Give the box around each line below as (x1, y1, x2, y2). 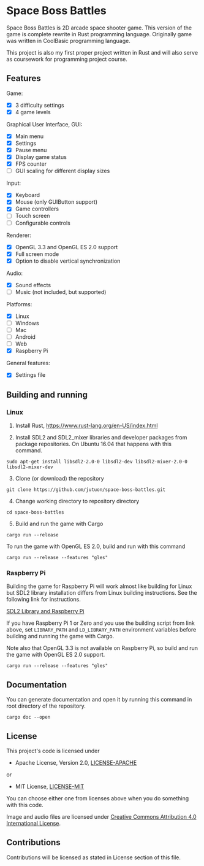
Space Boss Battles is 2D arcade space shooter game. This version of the (6, 24, 192, 31)
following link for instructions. (6, 596, 81, 603)
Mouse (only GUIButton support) (15, 198, 98, 206)
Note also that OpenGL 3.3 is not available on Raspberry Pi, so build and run (6, 644, 198, 652)
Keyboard (15, 191, 40, 199)
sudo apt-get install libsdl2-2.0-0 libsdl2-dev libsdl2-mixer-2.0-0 (6, 458, 188, 465)
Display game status (15, 153, 67, 161)
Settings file (15, 371, 46, 379)
